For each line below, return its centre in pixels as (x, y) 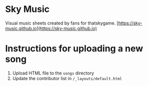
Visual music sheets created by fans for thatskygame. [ (62, 23)
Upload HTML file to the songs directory (53, 73)
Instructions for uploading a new (74, 49)
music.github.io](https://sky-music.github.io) (51, 28)
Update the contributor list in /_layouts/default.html (67, 78)
